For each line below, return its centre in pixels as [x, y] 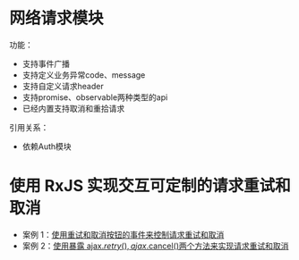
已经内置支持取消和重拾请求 [73, 108]
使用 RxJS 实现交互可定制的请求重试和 [150, 186]
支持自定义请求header [63, 86]
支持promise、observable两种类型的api [95, 97]
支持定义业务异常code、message [84, 75]
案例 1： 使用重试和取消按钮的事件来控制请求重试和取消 [123, 234]
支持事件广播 [46, 63]
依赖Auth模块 [47, 146]
